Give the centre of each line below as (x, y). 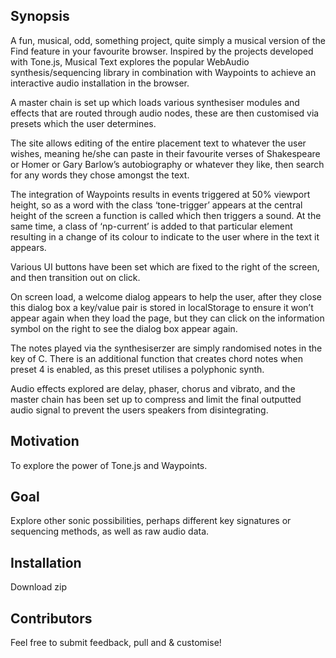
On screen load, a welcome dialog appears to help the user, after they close (166, 296)
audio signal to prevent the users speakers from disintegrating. (139, 410)
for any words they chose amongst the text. (100, 175)
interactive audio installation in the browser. (100, 83)
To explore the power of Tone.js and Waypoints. (109, 465)
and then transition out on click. (75, 277)
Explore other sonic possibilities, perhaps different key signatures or (151, 521)
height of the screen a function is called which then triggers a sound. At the (166, 215)
